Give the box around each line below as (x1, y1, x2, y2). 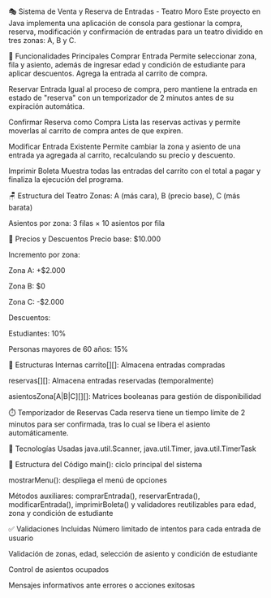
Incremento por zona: (8, 250, 80, 259)
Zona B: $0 (8, 281, 46, 291)
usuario (8, 533, 34, 543)
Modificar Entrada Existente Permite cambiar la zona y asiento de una (8, 141, 241, 151)
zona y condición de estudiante (8, 509, 114, 518)
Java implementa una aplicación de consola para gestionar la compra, (8, 19, 243, 28)
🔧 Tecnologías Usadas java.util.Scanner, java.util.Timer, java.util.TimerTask (8, 444, 257, 453)
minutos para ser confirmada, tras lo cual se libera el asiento (8, 419, 211, 429)
